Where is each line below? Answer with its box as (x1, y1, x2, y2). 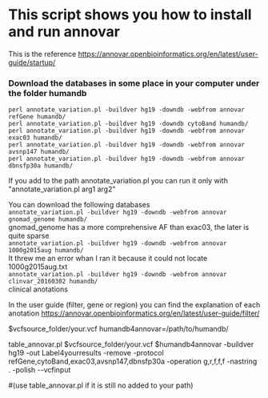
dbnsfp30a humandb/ (8, 162, 74, 170)
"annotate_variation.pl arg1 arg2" (8, 184, 116, 194)
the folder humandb (8, 87, 87, 98)
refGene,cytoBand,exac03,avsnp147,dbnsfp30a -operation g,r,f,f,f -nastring (8, 356, 258, 366)
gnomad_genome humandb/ (8, 215, 88, 223)
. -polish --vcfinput (8, 365, 71, 375)
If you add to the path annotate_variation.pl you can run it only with (8, 176, 228, 186)
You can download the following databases (8, 200, 150, 210)
